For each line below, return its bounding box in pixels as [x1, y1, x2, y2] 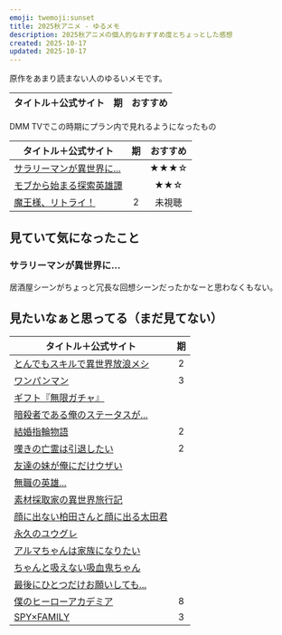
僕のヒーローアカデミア [14, 595, 114, 608]
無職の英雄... [14, 476, 67, 489]
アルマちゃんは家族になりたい [14, 544, 141, 557]
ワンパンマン [14, 374, 70, 387]
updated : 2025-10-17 [9, 47, 88, 56]
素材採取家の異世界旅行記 [14, 493, 124, 505]
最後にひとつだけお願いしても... [14, 578, 147, 591]
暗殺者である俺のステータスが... [14, 409, 148, 421]
